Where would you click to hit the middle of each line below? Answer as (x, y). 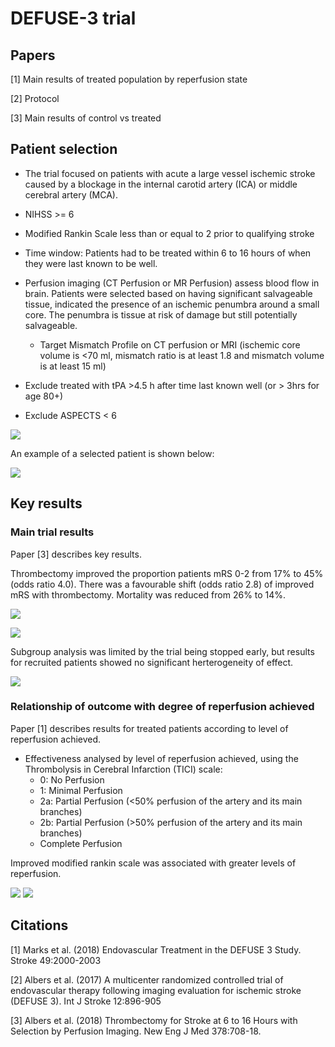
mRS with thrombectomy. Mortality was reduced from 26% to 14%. (148, 594)
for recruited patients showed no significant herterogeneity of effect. (152, 662)
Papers (33, 55)
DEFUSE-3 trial (73, 18)
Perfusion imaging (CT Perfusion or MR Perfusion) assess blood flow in (172, 283)
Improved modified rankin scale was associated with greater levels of (153, 863)
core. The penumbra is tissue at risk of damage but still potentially (161, 314)
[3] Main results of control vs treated (86, 118)
